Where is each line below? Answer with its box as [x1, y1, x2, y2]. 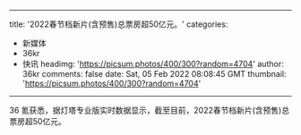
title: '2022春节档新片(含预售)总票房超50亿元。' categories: [9, 19, 228, 30]
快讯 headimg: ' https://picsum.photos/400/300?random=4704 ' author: [21, 59, 284, 69]
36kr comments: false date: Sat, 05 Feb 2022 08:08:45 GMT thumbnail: [21, 69, 287, 79]
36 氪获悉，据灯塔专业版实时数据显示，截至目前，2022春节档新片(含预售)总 [9, 105, 289, 115]
